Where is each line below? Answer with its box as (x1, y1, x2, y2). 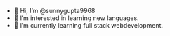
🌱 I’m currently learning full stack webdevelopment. (13, 21, 164, 29)
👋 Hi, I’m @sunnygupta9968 (13, 7, 96, 15)
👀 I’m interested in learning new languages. (13, 14, 139, 22)
